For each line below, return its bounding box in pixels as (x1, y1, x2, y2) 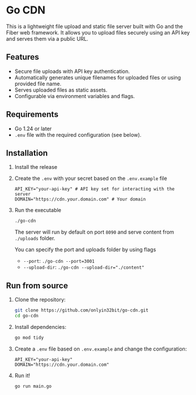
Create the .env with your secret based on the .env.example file (14, 175, 167, 182)
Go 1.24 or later (14, 125, 52, 132)
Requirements (6, 109, 59, 120)
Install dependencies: (14, 323, 67, 330)
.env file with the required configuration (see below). (14, 131, 142, 138)
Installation (6, 148, 48, 158)
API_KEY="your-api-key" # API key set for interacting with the (14, 186, 175, 192)
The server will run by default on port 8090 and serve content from (14, 228, 174, 235)
